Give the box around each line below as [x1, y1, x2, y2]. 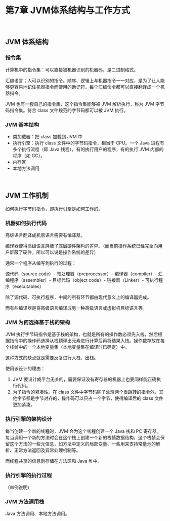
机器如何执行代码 [5, 219, 47, 227]
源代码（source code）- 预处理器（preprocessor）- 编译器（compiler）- [5, 271, 157, 277]
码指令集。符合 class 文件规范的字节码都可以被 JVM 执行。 [5, 107, 129, 113]
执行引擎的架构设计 [5, 416, 52, 423]
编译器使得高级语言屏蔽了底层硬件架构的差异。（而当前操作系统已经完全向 [5, 243, 158, 249]
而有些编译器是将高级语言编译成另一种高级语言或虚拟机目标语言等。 [5, 305, 147, 311]
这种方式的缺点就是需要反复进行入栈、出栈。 [5, 355, 99, 361]
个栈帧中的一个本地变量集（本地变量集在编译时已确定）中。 [5, 344, 130, 350]
